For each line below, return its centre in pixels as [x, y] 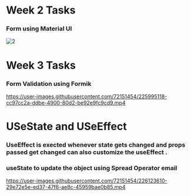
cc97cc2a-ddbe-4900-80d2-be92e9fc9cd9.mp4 [66, 102]
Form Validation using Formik [49, 84]
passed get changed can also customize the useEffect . [87, 152]
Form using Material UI [39, 29]
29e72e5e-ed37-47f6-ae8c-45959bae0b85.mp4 [66, 187]
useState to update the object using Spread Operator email [92, 168]
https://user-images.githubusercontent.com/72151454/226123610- [87, 181]
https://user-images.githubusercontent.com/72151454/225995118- [87, 96]
